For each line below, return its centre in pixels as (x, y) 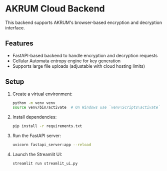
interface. (15, 27)
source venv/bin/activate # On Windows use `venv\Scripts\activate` (86, 108)
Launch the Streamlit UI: (37, 155)
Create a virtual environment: (42, 94)
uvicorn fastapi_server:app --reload (52, 145)
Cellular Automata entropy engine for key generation (66, 61)
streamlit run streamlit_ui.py (45, 164)
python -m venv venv (34, 103)
